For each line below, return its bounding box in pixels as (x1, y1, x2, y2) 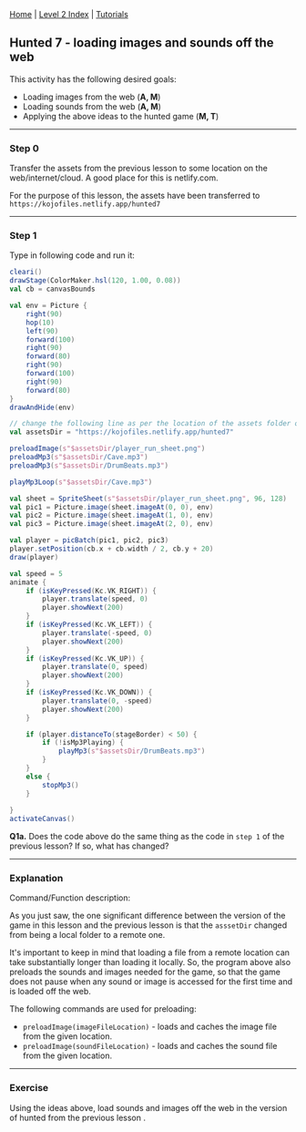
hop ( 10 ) (25, 318, 55, 327)
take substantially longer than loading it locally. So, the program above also (9, 957, 291, 968)
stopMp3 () (42, 780, 79, 789)
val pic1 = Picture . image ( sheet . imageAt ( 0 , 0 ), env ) (9, 502, 214, 511)
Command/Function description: (9, 892, 130, 903)
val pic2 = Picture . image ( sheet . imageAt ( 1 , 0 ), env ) (9, 510, 214, 520)
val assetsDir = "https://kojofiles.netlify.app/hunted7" (9, 427, 234, 437)
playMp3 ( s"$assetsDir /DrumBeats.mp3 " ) (57, 746, 206, 756)
